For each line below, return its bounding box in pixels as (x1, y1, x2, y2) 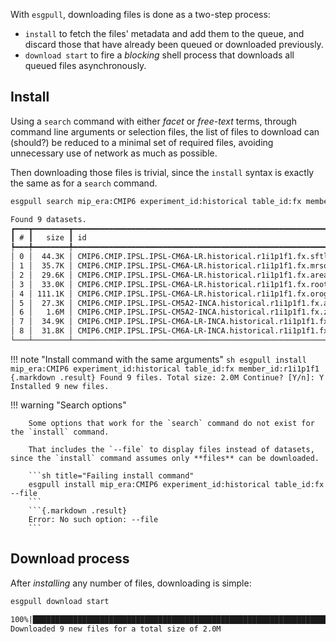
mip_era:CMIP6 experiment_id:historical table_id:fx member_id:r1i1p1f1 (10, 364, 320, 374)
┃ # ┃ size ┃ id (10, 233, 87, 243)
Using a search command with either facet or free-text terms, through (10, 115, 297, 127)
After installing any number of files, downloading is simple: (10, 577, 252, 589)
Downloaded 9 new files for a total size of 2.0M (10, 624, 222, 634)
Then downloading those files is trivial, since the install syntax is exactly (10, 166, 315, 178)
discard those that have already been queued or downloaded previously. (24, 39, 324, 50)
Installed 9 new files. (10, 381, 110, 391)
